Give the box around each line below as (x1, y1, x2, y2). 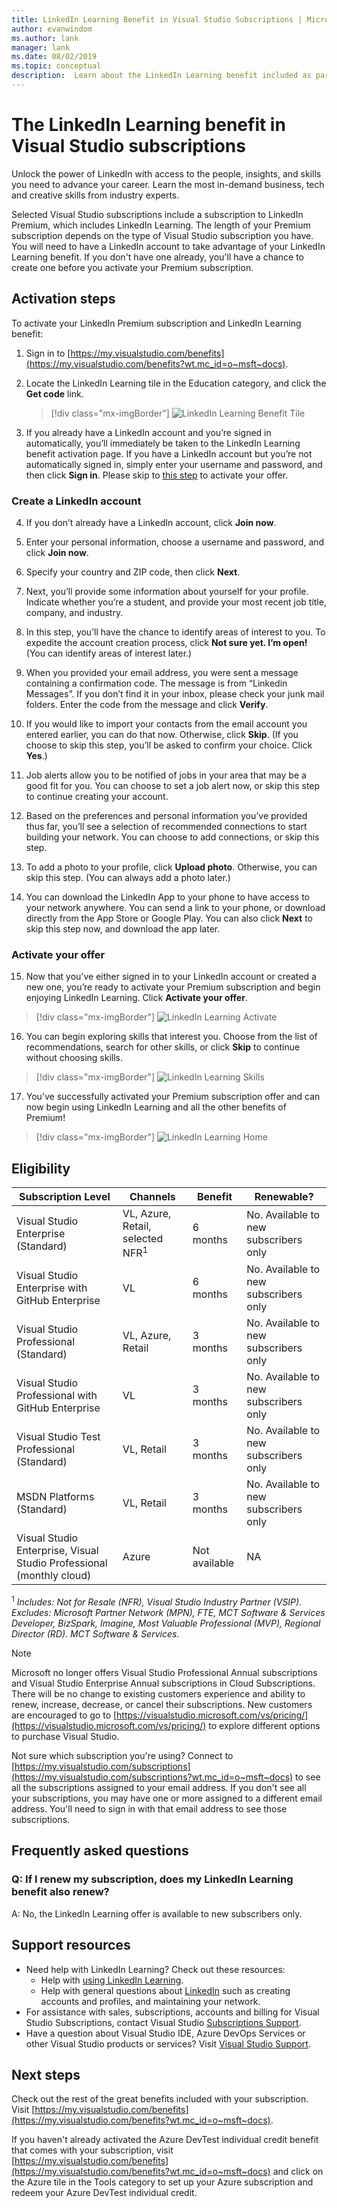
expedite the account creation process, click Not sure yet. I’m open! (25, 636, 308, 648)
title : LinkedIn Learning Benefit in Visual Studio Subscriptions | (11, 14, 303, 25)
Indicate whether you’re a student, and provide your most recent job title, (25, 596, 327, 608)
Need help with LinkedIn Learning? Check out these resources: (25, 1963, 286, 1975)
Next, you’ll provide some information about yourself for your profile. (25, 585, 309, 597)
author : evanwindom (11, 24, 93, 34)
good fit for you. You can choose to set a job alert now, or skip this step (25, 779, 321, 791)
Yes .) (25, 749, 48, 761)
